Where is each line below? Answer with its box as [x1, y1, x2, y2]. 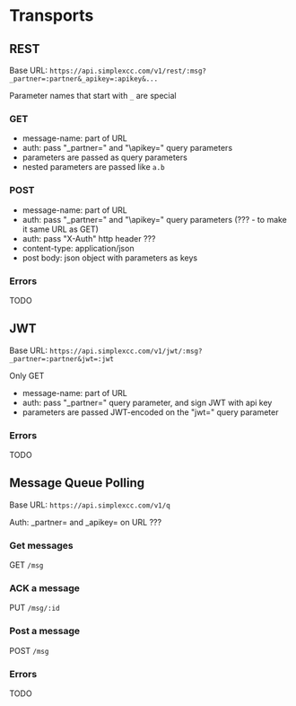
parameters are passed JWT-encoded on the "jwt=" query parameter [22, 406, 279, 418]
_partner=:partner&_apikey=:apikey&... [9, 75, 159, 84]
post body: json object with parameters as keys [22, 252, 198, 263]
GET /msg [9, 560, 44, 570]
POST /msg [9, 645, 49, 656]
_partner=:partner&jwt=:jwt [9, 354, 115, 364]
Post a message [9, 625, 81, 638]
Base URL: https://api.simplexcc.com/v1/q [9, 499, 170, 510]
